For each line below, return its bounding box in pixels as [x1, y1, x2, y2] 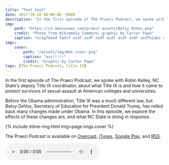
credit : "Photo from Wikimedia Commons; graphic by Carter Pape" [14, 31, 154, 36]
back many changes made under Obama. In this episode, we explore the [5, 109, 155, 115]
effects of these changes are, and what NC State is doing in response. [5, 114, 151, 120]
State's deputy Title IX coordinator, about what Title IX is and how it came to [5, 82, 163, 89]
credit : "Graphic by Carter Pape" [23, 59, 96, 64]
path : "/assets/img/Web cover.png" [23, 49, 98, 54]
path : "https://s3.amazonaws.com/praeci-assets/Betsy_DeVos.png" [14, 26, 154, 31]
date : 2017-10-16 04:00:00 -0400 [5, 12, 75, 17]
